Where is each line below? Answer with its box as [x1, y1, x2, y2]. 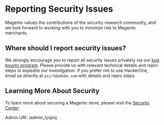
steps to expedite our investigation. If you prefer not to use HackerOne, [5, 67, 148, 73]
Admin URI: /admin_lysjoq [5, 114, 57, 120]
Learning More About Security [5, 87, 99, 95]
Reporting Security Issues [5, 3, 114, 15]
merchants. [5, 30, 28, 36]
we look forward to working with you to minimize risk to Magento [5, 24, 136, 30]
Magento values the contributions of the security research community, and [5, 20, 156, 25]
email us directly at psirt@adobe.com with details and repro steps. [5, 72, 136, 79]
